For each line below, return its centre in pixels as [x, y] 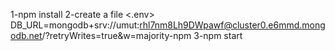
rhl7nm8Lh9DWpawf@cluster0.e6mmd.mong [232, 25]
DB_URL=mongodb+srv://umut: [75, 25]
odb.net [26, 35]
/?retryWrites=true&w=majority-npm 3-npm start [142, 35]
